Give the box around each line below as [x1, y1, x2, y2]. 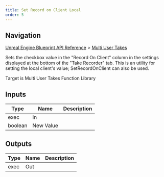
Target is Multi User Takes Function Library [5, 75, 96, 82]
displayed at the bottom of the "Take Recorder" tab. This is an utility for [5, 60, 155, 66]
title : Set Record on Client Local [5, 7, 81, 13]
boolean [8, 122, 28, 129]
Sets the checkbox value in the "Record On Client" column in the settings [5, 55, 159, 61]
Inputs [5, 90, 27, 98]
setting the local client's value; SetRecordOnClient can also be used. [5, 65, 149, 71]
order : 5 [5, 12, 24, 17]
